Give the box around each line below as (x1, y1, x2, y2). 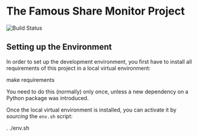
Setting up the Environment (6, 42, 112, 52)
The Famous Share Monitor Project (6, 4, 185, 18)
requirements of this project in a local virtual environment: (6, 64, 151, 72)
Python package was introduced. (6, 94, 89, 101)
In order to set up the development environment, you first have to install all (6, 58, 192, 65)
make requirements (6, 76, 55, 83)
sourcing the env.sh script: (6, 112, 73, 119)
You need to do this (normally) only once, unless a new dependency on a (6, 88, 189, 95)
